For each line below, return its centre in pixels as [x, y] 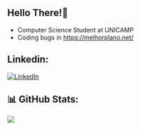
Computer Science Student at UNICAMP [75, 30]
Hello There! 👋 [38, 13]
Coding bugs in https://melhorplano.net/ [75, 37]
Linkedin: [28, 59]
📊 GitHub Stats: [43, 99]
